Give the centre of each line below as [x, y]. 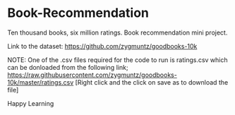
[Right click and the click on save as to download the [152, 82]
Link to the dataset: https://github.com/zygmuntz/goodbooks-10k [102, 46]
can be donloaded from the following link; [68, 67]
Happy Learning [31, 103]
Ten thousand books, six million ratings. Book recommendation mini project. [117, 32]
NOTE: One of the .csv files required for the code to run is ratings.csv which [117, 60]
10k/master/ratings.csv [41, 82]
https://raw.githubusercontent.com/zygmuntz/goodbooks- [92, 75]
